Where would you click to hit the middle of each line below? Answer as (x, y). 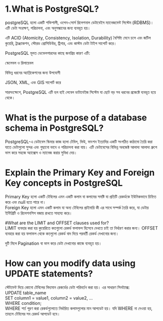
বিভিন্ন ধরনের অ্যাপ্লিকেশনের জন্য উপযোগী (33, 72)
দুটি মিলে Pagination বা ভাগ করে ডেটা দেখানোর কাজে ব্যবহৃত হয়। (54, 243)
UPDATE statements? (49, 274)
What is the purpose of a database (76, 118)
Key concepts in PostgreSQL (64, 183)
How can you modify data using (70, 263)
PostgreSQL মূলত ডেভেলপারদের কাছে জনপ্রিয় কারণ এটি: (48, 53)
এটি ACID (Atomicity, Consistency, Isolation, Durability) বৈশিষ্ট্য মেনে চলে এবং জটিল (78, 38)
